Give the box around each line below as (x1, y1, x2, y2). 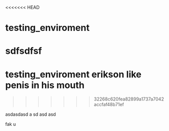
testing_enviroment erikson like (5, 69, 142, 80)
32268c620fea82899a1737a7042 (94, 96, 164, 102)
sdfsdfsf (5, 45, 42, 57)
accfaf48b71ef (94, 102, 124, 108)
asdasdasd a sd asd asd (5, 111, 56, 117)
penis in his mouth (5, 79, 85, 91)
